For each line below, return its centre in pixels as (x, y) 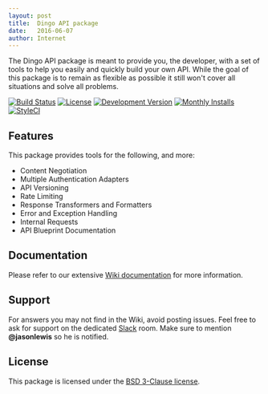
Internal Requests (49, 222)
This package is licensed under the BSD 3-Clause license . (104, 381)
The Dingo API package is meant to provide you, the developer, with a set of (134, 61)
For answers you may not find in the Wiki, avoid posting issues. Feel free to (132, 319)
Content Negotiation (53, 171)
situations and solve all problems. (63, 87)
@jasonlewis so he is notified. (59, 336)
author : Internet (37, 38)
